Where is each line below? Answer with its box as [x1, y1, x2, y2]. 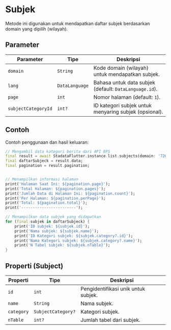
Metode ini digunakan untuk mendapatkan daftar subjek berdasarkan [5, 20, 150, 26]
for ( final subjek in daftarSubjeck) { [5, 219, 90, 225]
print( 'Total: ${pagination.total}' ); [5, 200, 88, 206]
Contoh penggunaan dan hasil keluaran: [5, 139, 89, 145]
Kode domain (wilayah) [93, 64, 149, 71]
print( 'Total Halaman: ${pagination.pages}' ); [5, 186, 106, 191]
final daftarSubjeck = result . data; [5, 158, 83, 163]
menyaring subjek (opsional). [93, 108, 163, 115]
